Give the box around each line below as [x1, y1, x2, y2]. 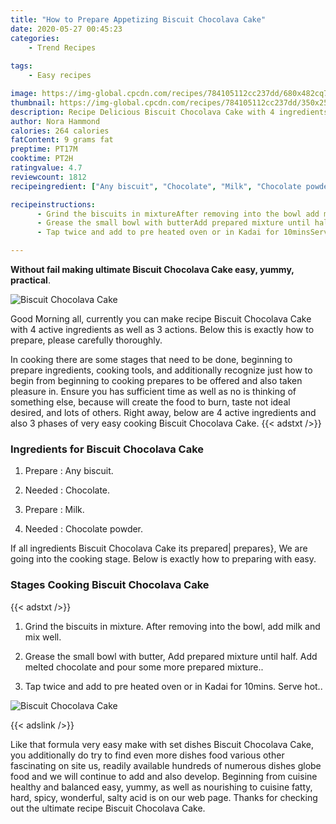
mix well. [24, 631, 62, 643]
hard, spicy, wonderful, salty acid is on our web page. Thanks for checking [10, 791, 318, 803]
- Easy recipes [28, 71, 92, 81]
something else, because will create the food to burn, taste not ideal [10, 396, 291, 408]
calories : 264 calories [10, 126, 110, 136]
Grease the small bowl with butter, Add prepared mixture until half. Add [24, 650, 318, 662]
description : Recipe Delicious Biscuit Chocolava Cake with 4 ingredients [10, 107, 329, 117]
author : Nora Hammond [10, 116, 101, 126]
